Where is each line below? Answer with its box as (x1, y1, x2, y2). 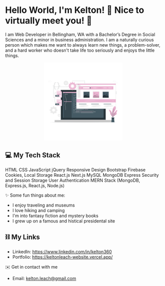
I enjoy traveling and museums (12, 202, 75, 208)
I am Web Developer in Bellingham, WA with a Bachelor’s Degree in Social (5, 31, 155, 37)
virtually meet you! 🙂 (5, 15, 93, 26)
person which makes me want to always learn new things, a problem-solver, (5, 42, 161, 48)
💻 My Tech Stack (5, 151, 60, 159)
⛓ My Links (5, 233, 40, 241)
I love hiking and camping (12, 207, 65, 213)
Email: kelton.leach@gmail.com (12, 275, 76, 281)
